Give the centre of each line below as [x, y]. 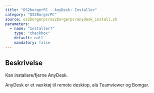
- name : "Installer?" [32, 29]
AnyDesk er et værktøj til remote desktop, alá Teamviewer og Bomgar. [77, 85]
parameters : [17, 24]
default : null [29, 38]
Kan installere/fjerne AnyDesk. [36, 75]
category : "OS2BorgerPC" [31, 15]
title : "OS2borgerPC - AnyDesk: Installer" [51, 10]
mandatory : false [32, 43]
